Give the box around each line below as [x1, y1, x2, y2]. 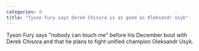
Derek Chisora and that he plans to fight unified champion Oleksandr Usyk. [6, 38, 194, 45]
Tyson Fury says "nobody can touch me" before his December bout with [6, 31, 187, 38]
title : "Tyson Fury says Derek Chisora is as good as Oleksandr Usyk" [6, 15, 189, 21]
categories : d [6, 8, 42, 15]
